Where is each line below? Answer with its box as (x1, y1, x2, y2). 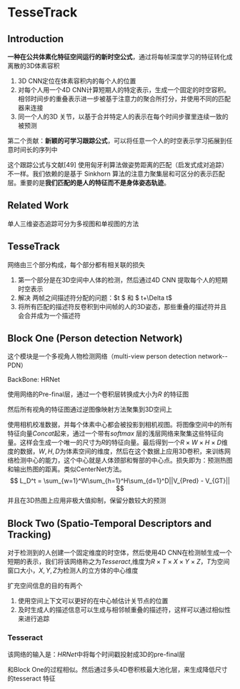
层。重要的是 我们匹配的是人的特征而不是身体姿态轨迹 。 (7, 178, 170, 186)
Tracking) (7, 528, 51, 540)
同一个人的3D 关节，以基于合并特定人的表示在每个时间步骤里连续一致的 (17, 112, 229, 121)
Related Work (7, 199, 69, 211)
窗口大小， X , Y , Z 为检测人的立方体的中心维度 (7, 566, 139, 575)
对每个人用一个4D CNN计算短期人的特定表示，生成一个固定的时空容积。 (17, 86, 231, 94)
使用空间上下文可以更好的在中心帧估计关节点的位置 (17, 597, 169, 605)
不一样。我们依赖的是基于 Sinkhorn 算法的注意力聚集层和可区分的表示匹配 (7, 169, 225, 178)
